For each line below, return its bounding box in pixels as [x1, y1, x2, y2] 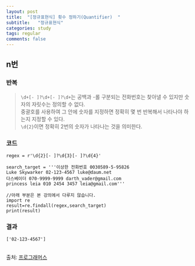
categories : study [6, 25, 51, 31]
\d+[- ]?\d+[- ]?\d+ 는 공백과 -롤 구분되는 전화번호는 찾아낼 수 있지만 [20, 93, 184, 100]
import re [6, 197, 31, 203]
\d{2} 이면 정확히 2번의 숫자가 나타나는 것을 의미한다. [20, 122, 143, 130]
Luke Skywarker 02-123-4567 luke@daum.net [6, 169, 112, 175]
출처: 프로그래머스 [6, 254, 48, 261]
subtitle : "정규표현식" [6, 20, 64, 25]
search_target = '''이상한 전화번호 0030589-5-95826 [6, 164, 130, 170]
